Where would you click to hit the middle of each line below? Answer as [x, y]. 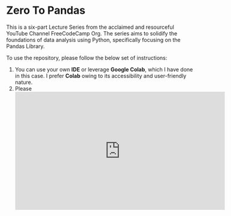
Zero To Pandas [46, 10]
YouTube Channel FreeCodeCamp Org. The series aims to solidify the [92, 33]
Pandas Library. [25, 46]
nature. [24, 82]
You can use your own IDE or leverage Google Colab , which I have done [104, 69]
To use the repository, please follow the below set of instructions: [87, 58]
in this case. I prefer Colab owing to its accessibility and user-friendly [101, 76]
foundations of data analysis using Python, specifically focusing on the [93, 40]
